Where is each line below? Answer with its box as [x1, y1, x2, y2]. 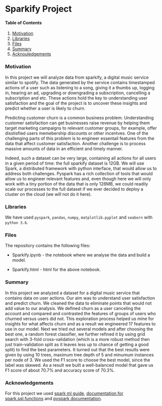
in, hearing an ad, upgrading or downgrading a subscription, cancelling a [5, 90, 150, 96]
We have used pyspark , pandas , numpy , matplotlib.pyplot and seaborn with [5, 214, 153, 220]
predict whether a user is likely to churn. [5, 105, 86, 111]
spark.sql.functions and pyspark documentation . [5, 395, 102, 401]
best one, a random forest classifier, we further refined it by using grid [5, 331, 146, 337]
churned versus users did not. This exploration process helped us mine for [5, 316, 154, 321]
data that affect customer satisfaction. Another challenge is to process [5, 140, 146, 146]
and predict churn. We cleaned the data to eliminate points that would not [5, 300, 152, 306]
